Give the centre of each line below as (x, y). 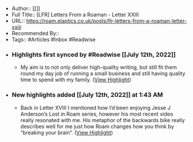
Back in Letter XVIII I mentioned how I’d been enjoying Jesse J (95, 108)
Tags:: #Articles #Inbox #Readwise (54, 39)
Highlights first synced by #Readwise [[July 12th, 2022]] (94, 54)
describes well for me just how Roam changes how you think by (97, 126)
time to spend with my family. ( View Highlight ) (76, 80)
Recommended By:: (35, 33)
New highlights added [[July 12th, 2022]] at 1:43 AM (87, 95)
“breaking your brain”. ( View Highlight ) (67, 132)
